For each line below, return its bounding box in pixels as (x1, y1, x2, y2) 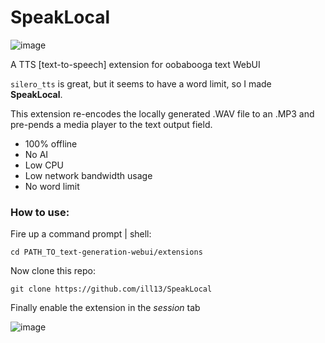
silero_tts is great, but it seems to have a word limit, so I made (10, 77, 272, 90)
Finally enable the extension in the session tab (10, 302, 201, 314)
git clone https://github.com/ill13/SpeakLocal (10, 284, 213, 295)
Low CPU (24, 159, 64, 171)
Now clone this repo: (10, 265, 97, 277)
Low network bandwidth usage (24, 169, 153, 181)
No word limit (24, 180, 80, 192)
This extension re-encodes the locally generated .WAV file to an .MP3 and (10, 107, 315, 120)
